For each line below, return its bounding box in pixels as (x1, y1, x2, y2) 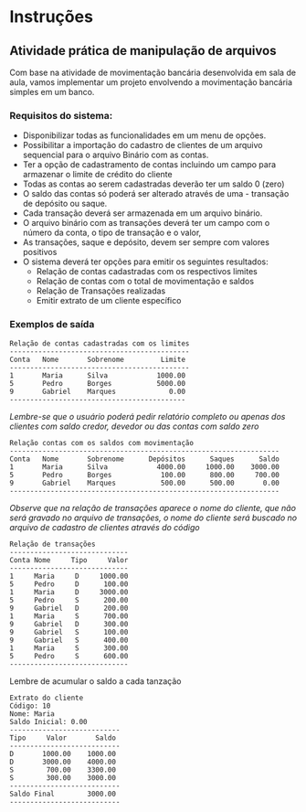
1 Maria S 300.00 (9, 643, 129, 653)
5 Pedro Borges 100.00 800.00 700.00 (9, 470, 280, 479)
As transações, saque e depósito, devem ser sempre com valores (22, 237, 269, 248)
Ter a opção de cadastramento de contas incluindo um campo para (22, 159, 277, 170)
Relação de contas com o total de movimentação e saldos (36, 276, 254, 287)
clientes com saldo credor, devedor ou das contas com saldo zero (9, 421, 259, 432)
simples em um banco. (9, 87, 95, 97)
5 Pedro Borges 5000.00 (9, 379, 185, 388)
